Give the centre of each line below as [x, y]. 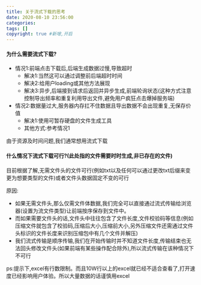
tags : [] [17, 28]
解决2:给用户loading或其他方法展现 [67, 83]
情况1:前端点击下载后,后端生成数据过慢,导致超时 [73, 68]
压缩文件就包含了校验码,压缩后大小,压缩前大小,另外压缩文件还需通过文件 [104, 226]
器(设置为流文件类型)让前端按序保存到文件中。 [72, 211]
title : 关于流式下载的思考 [36, 12]
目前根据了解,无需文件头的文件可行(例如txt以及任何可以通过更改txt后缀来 [96, 170]
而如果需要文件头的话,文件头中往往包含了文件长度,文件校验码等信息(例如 [104, 218]
